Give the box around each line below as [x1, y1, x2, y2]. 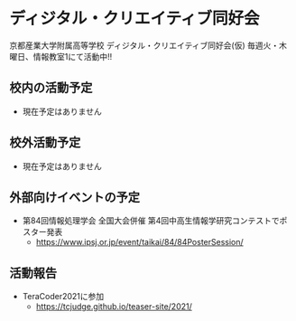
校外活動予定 [9, 135, 81, 150]
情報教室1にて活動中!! [32, 51, 113, 61]
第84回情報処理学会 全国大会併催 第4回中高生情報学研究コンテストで [22, 215, 280, 226]
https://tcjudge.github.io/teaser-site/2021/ [35, 301, 192, 312]
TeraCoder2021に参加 [22, 291, 105, 302]
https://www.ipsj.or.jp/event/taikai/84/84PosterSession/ [35, 237, 244, 248]
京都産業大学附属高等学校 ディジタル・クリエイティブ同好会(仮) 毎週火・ [9, 40, 280, 51]
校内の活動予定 [9, 80, 93, 96]
